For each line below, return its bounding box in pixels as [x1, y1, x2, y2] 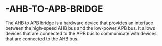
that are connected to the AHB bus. [5, 36, 79, 42]
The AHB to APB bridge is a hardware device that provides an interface [5, 20, 153, 26]
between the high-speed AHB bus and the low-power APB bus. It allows [5, 25, 155, 31]
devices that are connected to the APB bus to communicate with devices [5, 30, 157, 36]
